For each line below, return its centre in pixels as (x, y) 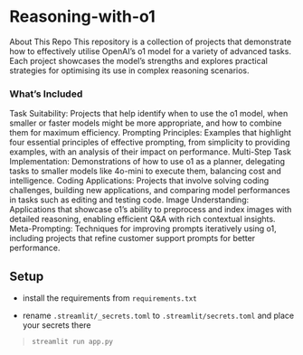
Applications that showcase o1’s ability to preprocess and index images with (151, 210)
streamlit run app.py (72, 342)
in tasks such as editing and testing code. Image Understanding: (129, 200)
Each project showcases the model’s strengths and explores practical (139, 61)
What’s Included (46, 94)
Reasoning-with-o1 (82, 17)
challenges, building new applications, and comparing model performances (150, 191)
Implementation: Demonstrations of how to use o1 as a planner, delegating (147, 162)
